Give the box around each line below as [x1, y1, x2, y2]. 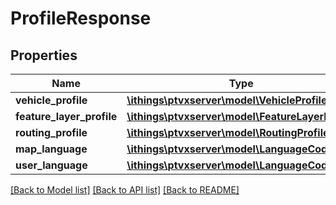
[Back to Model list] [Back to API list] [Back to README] [10, 184, 240, 196]
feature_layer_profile [15, 110, 118, 123]
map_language [15, 142, 88, 156]
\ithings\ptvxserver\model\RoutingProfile [126, 126, 330, 139]
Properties [10, 47, 78, 64]
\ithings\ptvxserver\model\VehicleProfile [126, 93, 328, 107]
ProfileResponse [10, 7, 152, 30]
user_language [15, 158, 88, 172]
